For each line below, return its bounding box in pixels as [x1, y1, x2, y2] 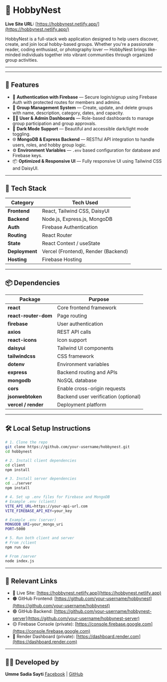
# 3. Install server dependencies [5, 476, 77, 482]
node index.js [5, 558, 35, 564]
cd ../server [5, 481, 32, 486]
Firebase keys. [12, 152, 43, 158]
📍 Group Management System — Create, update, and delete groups [12, 104, 153, 110]
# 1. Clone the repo [5, 440, 48, 445]
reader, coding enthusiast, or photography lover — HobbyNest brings [5, 46, 147, 52]
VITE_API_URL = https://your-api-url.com [5, 503, 88, 509]
